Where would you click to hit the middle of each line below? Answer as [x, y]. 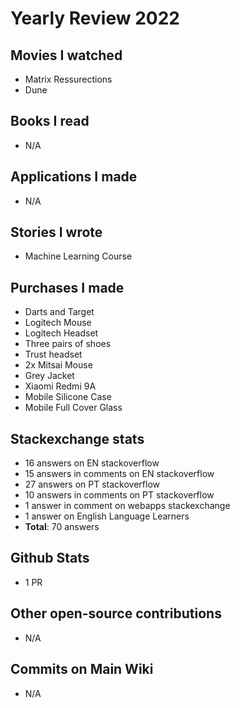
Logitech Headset [61, 333]
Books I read [50, 121]
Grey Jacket [49, 376]
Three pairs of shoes [68, 344]
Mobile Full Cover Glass [73, 408]
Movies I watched [66, 55]
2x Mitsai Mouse [58, 365]
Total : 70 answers [62, 527]
